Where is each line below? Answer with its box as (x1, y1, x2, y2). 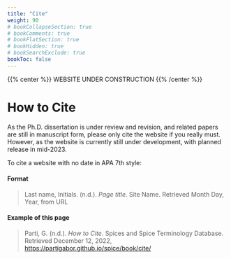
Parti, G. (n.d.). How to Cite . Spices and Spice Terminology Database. (24, 229, 224, 238)
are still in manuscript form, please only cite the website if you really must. (7, 130, 221, 139)
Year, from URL (24, 197, 68, 206)
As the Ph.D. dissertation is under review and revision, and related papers (7, 122, 218, 131)
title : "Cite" (7, 10, 49, 17)
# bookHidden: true (7, 43, 64, 50)
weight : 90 (7, 17, 39, 24)
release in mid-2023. (7, 145, 68, 153)
